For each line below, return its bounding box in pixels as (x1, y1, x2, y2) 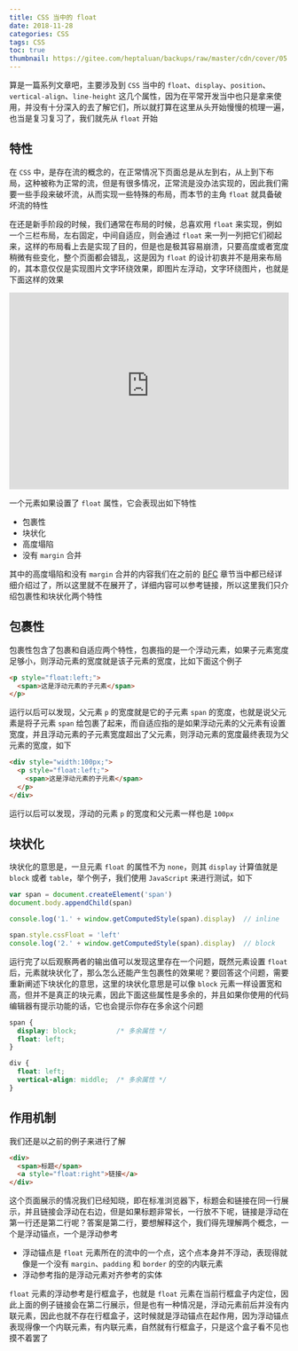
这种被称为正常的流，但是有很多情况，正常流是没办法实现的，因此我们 (24, 177, 281, 188)
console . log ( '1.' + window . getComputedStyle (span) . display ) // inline (9, 915, 279, 923)
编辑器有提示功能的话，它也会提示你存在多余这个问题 (9, 1000, 204, 1011)
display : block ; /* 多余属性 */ (17, 1026, 167, 1035)
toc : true (9, 46, 46, 55)
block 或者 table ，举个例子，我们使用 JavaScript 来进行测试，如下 (9, 873, 253, 884)
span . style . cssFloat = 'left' (9, 931, 122, 940)
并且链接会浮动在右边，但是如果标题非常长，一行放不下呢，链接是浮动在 (24, 1206, 289, 1217)
